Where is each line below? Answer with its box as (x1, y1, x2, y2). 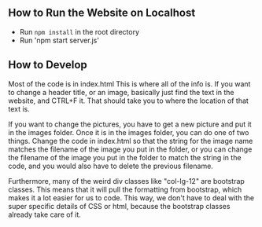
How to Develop (8, 58, 88, 71)
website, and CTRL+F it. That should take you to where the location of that (8, 96, 249, 105)
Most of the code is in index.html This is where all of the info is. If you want (8, 79, 251, 89)
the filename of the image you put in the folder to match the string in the (8, 152, 242, 162)
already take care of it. (8, 210, 81, 219)
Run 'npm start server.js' (19, 35, 100, 45)
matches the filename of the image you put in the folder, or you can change (8, 145, 253, 154)
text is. (8, 104, 30, 113)
